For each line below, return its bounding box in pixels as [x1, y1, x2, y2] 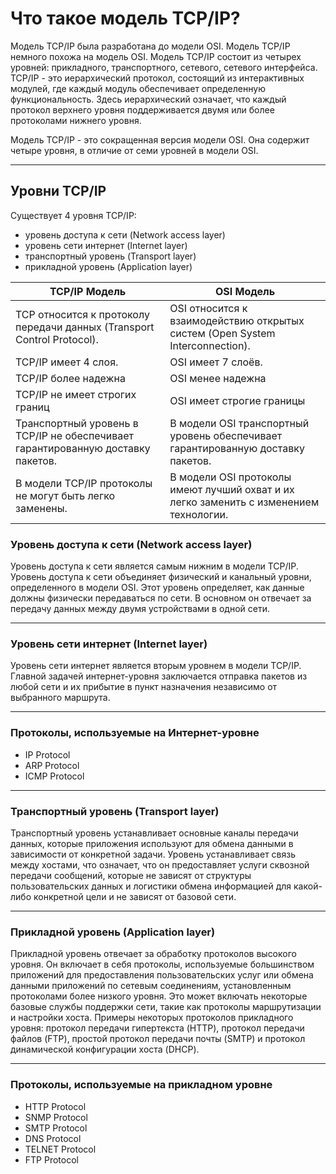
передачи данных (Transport [15, 320, 155, 334]
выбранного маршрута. [10, 692, 111, 704]
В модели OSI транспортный [169, 416, 310, 430]
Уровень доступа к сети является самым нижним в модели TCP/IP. [10, 560, 299, 572]
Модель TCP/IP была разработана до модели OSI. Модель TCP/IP [10, 40, 291, 52]
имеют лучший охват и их [169, 482, 295, 496]
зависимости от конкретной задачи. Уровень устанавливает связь [10, 848, 296, 860]
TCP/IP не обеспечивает [15, 428, 135, 442]
